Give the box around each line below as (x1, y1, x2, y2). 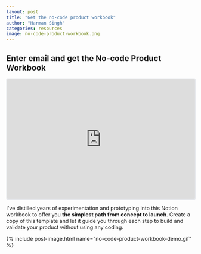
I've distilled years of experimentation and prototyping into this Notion (6, 204, 178, 212)
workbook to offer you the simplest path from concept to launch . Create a (6, 210, 191, 218)
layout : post (6, 8, 39, 15)
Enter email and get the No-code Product (6, 53, 162, 63)
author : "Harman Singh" (6, 20, 66, 26)
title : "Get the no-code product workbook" (6, 14, 116, 20)
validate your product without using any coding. (6, 224, 123, 231)
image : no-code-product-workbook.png (6, 31, 100, 37)
